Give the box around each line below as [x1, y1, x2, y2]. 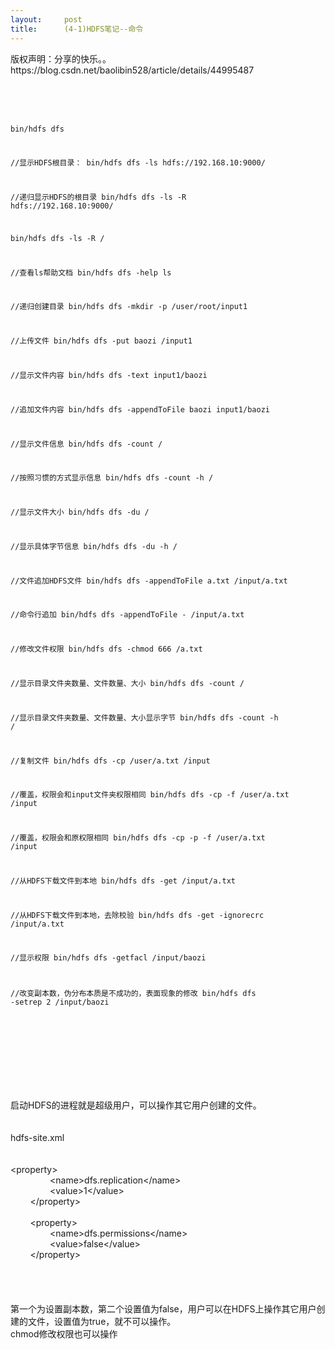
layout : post [10, 14, 83, 25]
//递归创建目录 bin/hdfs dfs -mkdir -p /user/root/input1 [10, 302, 248, 312]
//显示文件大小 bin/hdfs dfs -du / [10, 507, 150, 518]
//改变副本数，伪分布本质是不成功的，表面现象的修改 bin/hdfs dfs [10, 989, 257, 999]
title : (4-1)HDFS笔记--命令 [10, 24, 144, 34]
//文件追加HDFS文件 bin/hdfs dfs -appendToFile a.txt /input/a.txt [10, 576, 288, 586]
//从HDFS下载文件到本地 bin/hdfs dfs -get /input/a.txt [10, 876, 236, 886]
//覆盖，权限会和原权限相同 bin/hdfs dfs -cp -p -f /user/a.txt [10, 833, 266, 843]
